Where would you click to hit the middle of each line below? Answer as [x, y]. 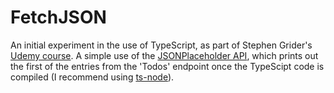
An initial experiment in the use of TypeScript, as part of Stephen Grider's [161, 45]
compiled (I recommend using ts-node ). [92, 77]
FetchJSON [58, 17]
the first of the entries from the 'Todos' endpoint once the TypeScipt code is [167, 66]
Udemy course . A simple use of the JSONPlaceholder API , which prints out [164, 55]
